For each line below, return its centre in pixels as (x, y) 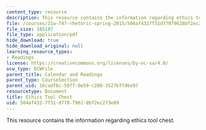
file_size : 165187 (30, 29)
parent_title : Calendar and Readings (55, 74)
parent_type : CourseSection (42, 80)
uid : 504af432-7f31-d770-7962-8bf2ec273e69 (63, 103)
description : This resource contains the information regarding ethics (100, 18)
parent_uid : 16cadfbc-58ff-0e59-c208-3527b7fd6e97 (72, 86)
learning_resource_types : (39, 52)
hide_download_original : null (45, 46)
